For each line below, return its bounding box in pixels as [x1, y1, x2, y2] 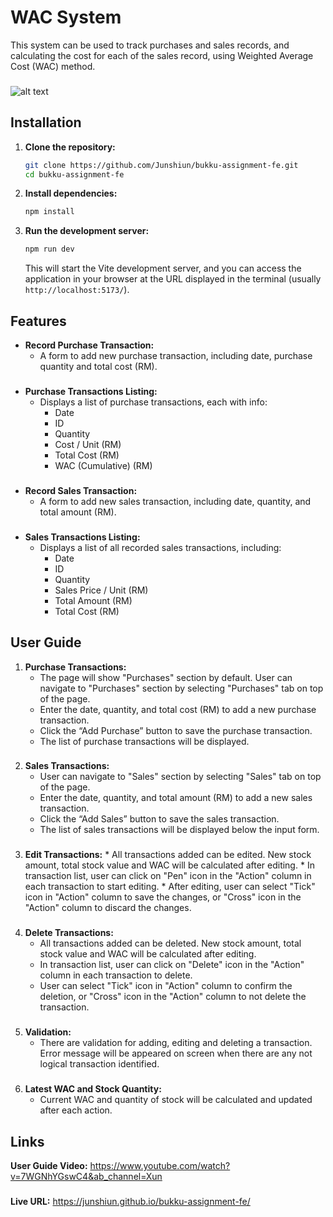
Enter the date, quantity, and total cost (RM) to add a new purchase [39, 703, 317, 715]
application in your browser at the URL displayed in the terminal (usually [24, 273, 322, 285]
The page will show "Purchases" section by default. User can [39, 671, 293, 683]
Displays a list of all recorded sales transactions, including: [39, 541, 282, 553]
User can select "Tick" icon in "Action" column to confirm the [39, 980, 293, 992]
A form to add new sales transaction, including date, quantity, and [39, 495, 312, 507]
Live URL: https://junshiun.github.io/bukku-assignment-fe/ [10, 1195, 251, 1207]
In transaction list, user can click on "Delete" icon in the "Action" [39, 959, 305, 971]
